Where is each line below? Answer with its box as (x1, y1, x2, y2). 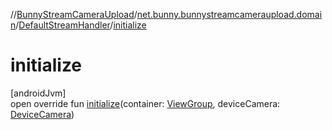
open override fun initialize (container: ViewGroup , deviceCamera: (10, 97, 281, 109)
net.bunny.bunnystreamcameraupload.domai (136, 9, 323, 20)
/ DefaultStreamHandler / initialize (15, 19, 147, 31)
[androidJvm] (10, 87, 67, 99)
